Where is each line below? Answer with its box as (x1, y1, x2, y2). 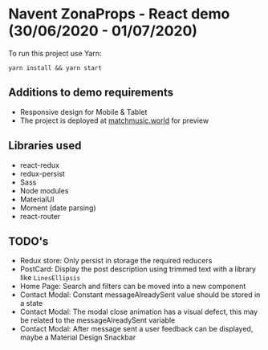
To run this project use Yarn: (8, 48, 102, 58)
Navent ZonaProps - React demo (8, 5, 230, 23)
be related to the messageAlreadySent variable (19, 315, 176, 325)
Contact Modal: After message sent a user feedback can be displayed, (19, 324, 254, 334)
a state (19, 299, 43, 308)
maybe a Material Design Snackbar (19, 332, 136, 342)
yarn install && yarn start (8, 63, 103, 72)
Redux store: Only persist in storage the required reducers (19, 256, 213, 266)
